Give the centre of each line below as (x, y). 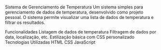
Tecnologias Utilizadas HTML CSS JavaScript (50, 42)
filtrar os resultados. (25, 22)
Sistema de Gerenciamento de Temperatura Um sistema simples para (74, 7)
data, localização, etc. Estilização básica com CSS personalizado (70, 37)
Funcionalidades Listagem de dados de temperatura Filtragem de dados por (80, 32)
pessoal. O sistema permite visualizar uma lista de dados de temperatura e (79, 17)
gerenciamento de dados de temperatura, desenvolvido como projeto (74, 12)
